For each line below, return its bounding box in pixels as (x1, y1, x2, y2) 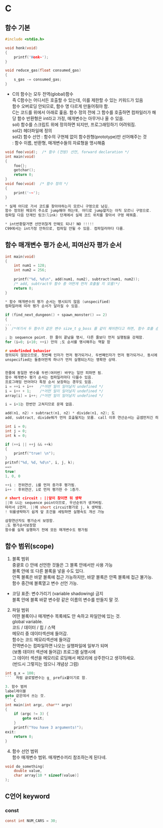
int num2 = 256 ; (14, 268, 47, 273)
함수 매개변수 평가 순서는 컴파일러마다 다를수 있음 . (5, 375, 94, 380)
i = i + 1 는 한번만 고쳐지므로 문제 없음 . (5, 402, 75, 407)
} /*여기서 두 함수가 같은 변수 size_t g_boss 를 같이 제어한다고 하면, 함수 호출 (5, 326, 154, 331)
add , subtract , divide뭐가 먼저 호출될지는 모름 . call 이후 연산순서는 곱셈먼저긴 (5, 415, 153, 420)
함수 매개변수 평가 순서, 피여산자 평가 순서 (5, 241, 122, 249)
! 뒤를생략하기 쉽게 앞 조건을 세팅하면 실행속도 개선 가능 (5, 509, 104, 515)
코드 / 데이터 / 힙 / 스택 (12, 625, 56, 630)
